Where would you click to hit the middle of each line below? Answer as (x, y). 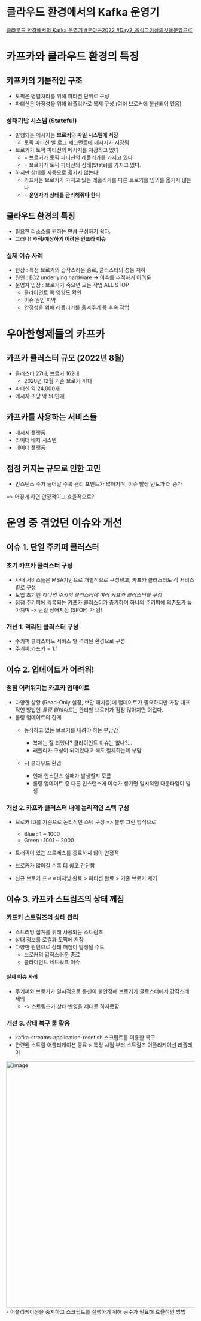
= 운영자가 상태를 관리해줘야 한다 (62, 195)
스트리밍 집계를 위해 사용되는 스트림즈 (59, 932)
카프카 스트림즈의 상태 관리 (42, 917)
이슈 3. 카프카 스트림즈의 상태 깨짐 (65, 899)
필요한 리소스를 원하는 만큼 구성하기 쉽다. (63, 231)
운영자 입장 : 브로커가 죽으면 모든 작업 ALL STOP (72, 285)
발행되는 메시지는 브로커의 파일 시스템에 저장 (66, 135)
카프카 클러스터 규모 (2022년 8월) (65, 358)
